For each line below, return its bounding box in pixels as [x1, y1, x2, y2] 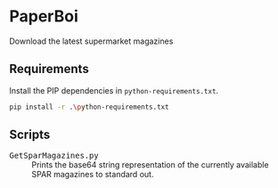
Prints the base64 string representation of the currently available [31, 159, 269, 170]
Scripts [9, 127, 51, 143]
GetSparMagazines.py [9, 151, 100, 161]
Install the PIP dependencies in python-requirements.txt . [9, 85, 219, 95]
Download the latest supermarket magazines [9, 36, 174, 46]
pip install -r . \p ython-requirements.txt [9, 102, 169, 111]
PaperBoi [9, 6, 78, 27]
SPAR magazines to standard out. [31, 169, 154, 180]
